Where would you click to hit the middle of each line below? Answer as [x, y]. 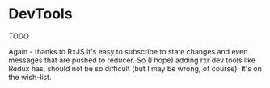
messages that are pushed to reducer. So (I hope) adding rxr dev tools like [132, 60]
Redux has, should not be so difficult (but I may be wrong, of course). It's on [135, 68]
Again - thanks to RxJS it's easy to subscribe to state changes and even [128, 51]
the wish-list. [30, 77]
